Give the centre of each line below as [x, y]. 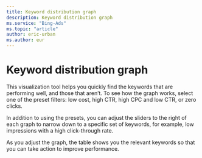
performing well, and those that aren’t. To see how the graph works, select [100, 93]
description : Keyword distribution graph [60, 18]
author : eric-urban [31, 35]
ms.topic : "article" [33, 29]
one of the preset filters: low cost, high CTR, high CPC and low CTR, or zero [101, 99]
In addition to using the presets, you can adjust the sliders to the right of [97, 117]
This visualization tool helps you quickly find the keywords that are [90, 87]
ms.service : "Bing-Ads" [37, 23]
